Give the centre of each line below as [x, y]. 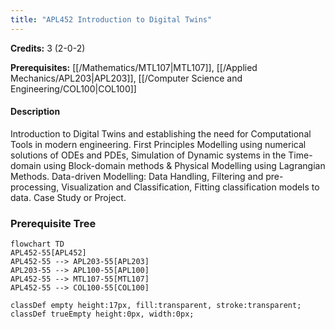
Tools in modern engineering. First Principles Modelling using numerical [158, 144]
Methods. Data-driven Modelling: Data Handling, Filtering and [137, 176]
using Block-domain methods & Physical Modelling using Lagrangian [184, 165]
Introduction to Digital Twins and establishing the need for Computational [161, 133]
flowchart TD [37, 244]
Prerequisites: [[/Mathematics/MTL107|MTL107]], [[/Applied [134, 67]
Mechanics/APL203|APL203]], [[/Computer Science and [126, 78]
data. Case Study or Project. [68, 197]
